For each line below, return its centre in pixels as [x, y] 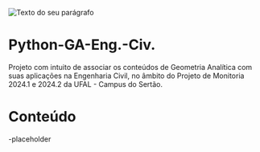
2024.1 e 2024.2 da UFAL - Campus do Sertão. [86, 84]
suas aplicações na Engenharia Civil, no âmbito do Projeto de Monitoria [126, 76]
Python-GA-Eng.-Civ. [82, 45]
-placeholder [30, 139]
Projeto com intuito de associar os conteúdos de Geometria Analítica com [130, 67]
